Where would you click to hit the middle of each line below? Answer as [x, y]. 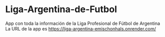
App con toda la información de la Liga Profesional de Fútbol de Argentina [83, 23]
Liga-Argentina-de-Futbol [61, 9]
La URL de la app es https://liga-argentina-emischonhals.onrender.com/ [81, 28]
